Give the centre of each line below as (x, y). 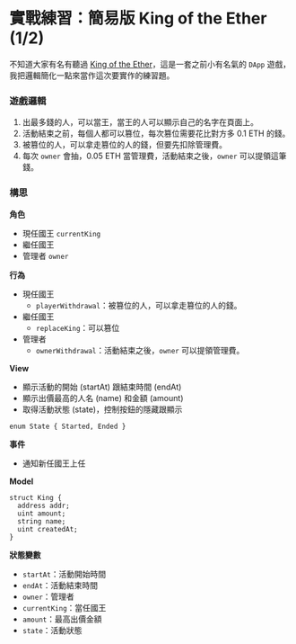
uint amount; (42, 514)
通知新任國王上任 (54, 463)
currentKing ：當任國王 (64, 607)
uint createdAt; (48, 529)
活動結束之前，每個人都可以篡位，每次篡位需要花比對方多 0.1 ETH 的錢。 (156, 134)
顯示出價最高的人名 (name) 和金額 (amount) (103, 398)
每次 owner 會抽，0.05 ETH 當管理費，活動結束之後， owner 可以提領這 (151, 156)
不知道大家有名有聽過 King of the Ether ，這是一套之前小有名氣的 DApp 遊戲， (150, 64)
